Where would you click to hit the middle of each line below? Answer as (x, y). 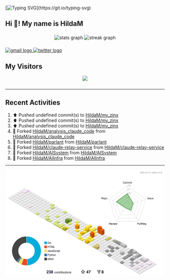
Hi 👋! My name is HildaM (44, 24)
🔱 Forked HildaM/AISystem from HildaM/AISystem (65, 153)
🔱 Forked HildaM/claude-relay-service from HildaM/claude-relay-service (88, 147)
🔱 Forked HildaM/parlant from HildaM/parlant (60, 142)
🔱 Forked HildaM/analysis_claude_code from (59, 131)
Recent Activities (33, 103)
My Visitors (24, 66)
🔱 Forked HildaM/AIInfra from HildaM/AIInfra (59, 158)
